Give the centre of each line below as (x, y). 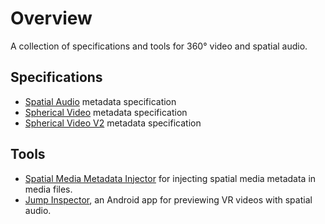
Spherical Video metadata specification (106, 112)
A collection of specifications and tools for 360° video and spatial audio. (159, 46)
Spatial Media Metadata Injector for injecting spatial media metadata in (170, 178)
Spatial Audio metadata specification (100, 101)
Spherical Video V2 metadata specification (113, 123)
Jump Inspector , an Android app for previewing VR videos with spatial (168, 199)
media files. (48, 189)
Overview (51, 18)
